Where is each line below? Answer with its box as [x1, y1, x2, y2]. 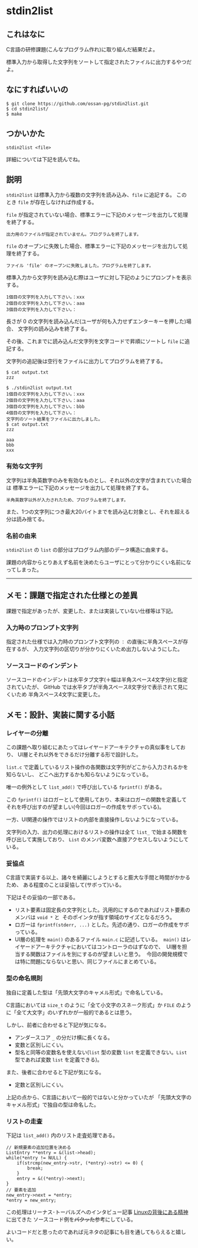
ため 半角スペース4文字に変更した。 [16, 691, 104, 698]
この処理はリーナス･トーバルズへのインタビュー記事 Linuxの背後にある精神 [6, 1208, 189, 1216]
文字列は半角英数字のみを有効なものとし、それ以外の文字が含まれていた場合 [6, 476, 192, 483]
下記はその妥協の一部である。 [6, 894, 78, 901]
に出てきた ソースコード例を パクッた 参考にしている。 [6, 1216, 137, 1223]
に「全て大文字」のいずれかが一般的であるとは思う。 [6, 1008, 136, 1016]
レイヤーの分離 [6, 729, 49, 737]
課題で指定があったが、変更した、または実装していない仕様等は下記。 [6, 607, 177, 615]
